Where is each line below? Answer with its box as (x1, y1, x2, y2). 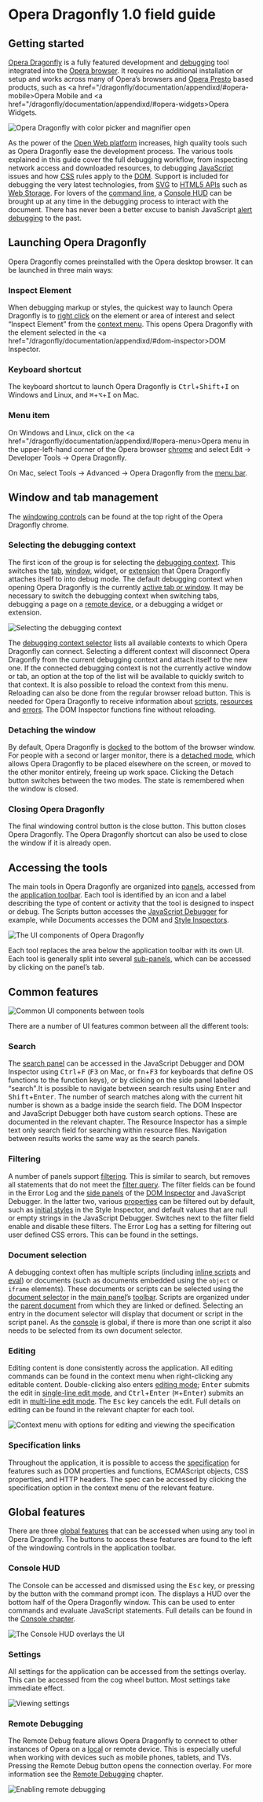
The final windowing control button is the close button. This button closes (8, 821, 247, 831)
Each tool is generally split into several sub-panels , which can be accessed (8, 954, 251, 963)
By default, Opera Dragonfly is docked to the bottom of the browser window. (8, 743, 256, 752)
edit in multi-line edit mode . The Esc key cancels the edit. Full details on (8, 1396, 241, 1406)
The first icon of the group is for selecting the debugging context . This (8, 557, 236, 567)
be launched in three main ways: (8, 265, 114, 274)
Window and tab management (8, 491, 159, 505)
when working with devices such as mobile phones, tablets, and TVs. (8, 1752, 232, 1762)
